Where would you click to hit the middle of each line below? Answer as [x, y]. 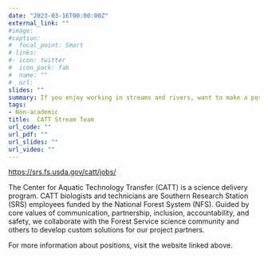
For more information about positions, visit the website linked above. [120, 245]
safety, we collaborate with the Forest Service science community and [124, 221]
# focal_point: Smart [46, 46]
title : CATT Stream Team [51, 120]
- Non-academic [33, 113]
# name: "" [28, 75]
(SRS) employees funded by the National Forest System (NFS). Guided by [129, 204]
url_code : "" [30, 127]
